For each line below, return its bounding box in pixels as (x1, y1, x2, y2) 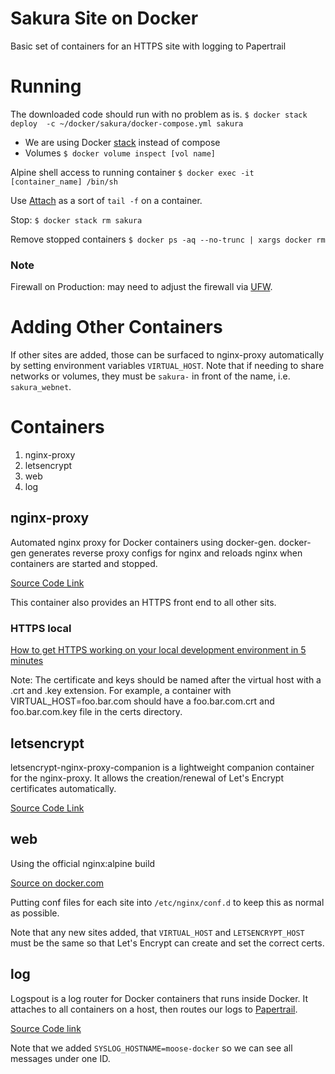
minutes (10, 655, 44, 667)
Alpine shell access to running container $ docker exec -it (10, 166, 255, 178)
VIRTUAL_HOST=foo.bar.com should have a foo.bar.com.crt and (10, 695, 275, 707)
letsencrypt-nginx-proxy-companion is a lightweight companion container (10, 761, 315, 773)
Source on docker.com (10, 877, 104, 889)
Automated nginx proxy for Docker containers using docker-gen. (10, 536, 277, 548)
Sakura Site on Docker (10, 7, 199, 30)
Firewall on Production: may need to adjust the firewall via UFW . (10, 281, 273, 293)
